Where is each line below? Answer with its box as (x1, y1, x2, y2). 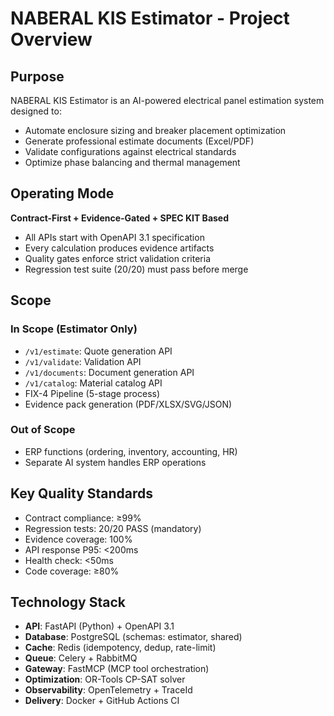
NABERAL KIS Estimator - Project (10, 7, 290, 30)
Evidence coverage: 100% (24, 533, 133, 545)
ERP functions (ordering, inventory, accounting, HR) (24, 445, 238, 457)
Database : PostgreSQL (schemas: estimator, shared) (24, 631, 243, 643)
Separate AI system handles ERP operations (24, 456, 207, 468)
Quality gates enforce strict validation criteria (24, 252, 211, 264)
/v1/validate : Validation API (24, 355, 142, 367)
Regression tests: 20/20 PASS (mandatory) (24, 522, 202, 534)
